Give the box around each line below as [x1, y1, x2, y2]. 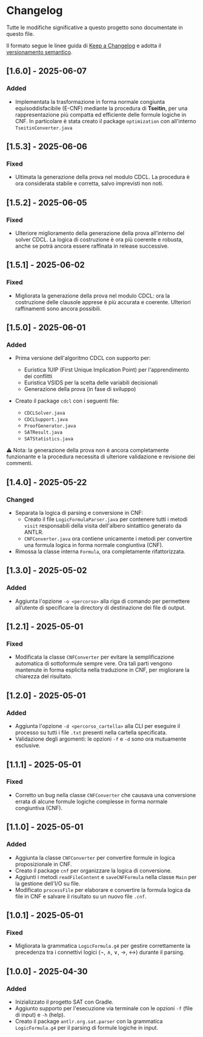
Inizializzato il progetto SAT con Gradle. [15, 998, 114, 1005]
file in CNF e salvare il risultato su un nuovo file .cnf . [15, 892, 147, 900]
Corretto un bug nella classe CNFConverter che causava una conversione [15, 791, 196, 798]
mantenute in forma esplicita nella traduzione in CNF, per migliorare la [15, 666, 190, 674]
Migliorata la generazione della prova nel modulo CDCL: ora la [15, 292, 170, 299]
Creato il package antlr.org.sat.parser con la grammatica [15, 1018, 163, 1025]
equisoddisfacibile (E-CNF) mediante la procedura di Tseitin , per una [15, 104, 188, 112]
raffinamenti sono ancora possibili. [15, 305, 102, 312]
